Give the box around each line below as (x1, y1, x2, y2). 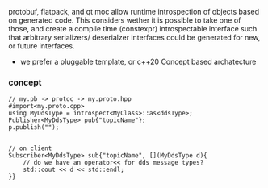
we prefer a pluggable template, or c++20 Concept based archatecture (19, 56, 257, 66)
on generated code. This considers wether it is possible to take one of (8, 15, 241, 25)
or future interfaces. (8, 41, 75, 51)
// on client (8, 144, 52, 152)
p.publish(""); (8, 123, 60, 132)
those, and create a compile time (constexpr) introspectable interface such (8, 24, 258, 33)
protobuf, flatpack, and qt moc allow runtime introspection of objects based (8, 7, 260, 16)
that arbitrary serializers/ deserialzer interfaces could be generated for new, (8, 32, 261, 42)
